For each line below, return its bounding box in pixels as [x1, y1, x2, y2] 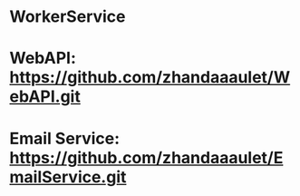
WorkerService [9, 6, 126, 27]
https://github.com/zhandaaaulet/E [9, 147, 284, 168]
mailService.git [9, 166, 127, 187]
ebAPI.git [9, 86, 82, 107]
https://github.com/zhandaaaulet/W [9, 67, 291, 88]
